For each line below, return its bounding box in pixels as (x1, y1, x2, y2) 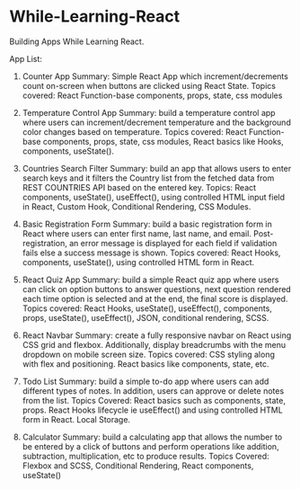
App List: (9, 53, 43, 64)
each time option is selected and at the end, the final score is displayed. (22, 293, 288, 304)
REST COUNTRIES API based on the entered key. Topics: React (22, 182, 257, 192)
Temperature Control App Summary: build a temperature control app (22, 107, 276, 118)
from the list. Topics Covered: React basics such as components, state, (22, 395, 286, 405)
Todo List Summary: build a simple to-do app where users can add (22, 376, 269, 387)
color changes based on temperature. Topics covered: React (22, 126, 247, 137)
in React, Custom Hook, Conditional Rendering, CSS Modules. (22, 200, 251, 212)
